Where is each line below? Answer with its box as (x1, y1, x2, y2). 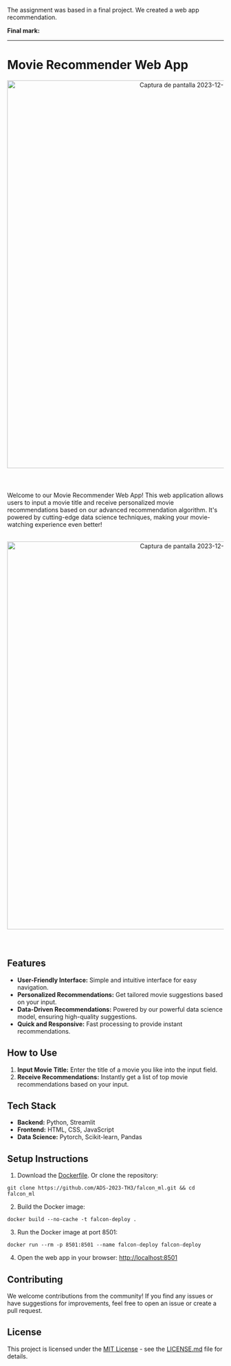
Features (7, 958, 46, 970)
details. (7, 1352, 28, 1360)
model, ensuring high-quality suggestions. (16, 1012, 137, 1021)
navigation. (16, 983, 49, 992)
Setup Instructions (7, 1153, 89, 1165)
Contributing (7, 1274, 63, 1285)
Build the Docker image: (16, 1203, 86, 1211)
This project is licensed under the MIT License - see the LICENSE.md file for (7, 1345, 223, 1353)
